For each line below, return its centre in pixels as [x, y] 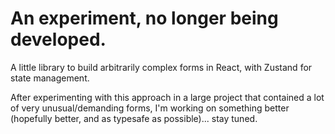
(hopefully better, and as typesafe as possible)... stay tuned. [134, 118]
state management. [50, 78]
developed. [58, 39]
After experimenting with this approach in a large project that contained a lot [167, 97]
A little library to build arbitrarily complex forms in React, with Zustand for [161, 67]
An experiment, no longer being [144, 18]
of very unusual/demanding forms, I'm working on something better [150, 108]
